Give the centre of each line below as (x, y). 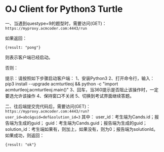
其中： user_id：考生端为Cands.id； (118, 116)
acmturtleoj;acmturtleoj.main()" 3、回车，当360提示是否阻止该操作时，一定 (82, 89)
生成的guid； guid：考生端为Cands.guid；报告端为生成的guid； (82, 123)
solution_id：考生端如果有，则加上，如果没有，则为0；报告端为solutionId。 (82, 129)
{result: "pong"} (23, 47)
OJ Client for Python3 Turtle (64, 9)
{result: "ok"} (21, 145)
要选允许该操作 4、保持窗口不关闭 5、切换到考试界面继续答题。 (70, 96)
